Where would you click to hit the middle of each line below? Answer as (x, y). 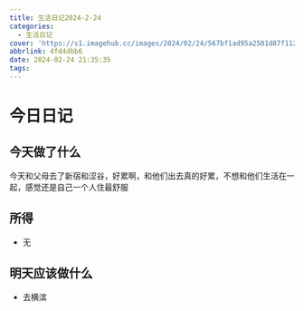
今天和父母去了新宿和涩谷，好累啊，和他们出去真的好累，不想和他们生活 (144, 175)
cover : (22, 43)
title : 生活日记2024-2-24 (56, 18)
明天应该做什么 (51, 273)
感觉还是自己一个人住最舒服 (76, 187)
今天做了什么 (45, 152)
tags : (19, 69)
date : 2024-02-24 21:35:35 (60, 60)
